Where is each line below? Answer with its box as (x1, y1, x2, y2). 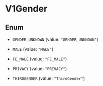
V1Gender (5, 3, 48, 15)
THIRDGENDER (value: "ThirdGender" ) (12, 75, 85, 81)
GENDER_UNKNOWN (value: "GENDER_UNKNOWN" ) (12, 36, 99, 42)
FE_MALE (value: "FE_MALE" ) (12, 56, 67, 62)
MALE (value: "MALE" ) (12, 46, 54, 52)
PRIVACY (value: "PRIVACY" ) (12, 66, 67, 71)
